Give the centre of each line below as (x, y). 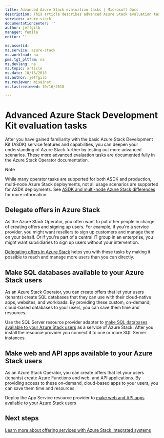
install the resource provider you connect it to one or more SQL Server (76, 333)
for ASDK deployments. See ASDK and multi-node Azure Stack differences (80, 189)
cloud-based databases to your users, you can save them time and (72, 308)
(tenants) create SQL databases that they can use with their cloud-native (78, 297)
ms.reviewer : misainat (28, 82)
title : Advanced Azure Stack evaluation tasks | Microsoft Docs (72, 10)
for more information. (26, 194)
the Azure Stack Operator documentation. (47, 160)
